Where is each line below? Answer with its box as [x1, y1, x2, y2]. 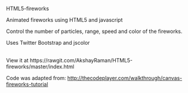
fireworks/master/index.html [6, 63, 75, 70]
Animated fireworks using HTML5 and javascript [6, 16, 123, 23]
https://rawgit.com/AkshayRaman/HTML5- [29, 57, 133, 64]
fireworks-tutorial [6, 81, 48, 88]
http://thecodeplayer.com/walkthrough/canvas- [67, 75, 182, 81]
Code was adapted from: [6, 75, 66, 81]
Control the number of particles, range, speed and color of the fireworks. [6, 28, 183, 35]
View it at [6, 57, 29, 64]
